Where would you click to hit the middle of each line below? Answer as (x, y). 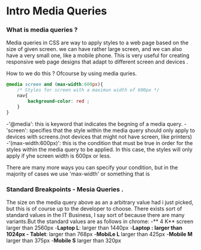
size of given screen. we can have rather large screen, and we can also (94, 49)
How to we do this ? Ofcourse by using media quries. (71, 74)
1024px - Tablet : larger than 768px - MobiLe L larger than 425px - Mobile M (100, 234)
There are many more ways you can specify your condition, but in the (92, 167)
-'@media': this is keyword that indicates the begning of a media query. (94, 124)
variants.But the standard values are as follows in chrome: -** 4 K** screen (100, 222)
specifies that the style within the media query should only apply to (112, 130)
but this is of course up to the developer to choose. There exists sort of (94, 209)
